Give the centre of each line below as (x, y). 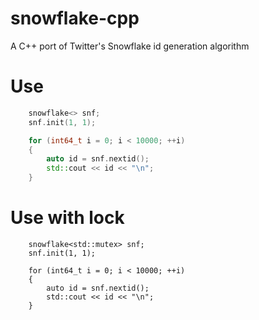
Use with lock (67, 218)
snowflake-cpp (75, 18)
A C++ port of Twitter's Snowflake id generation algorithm (130, 46)
